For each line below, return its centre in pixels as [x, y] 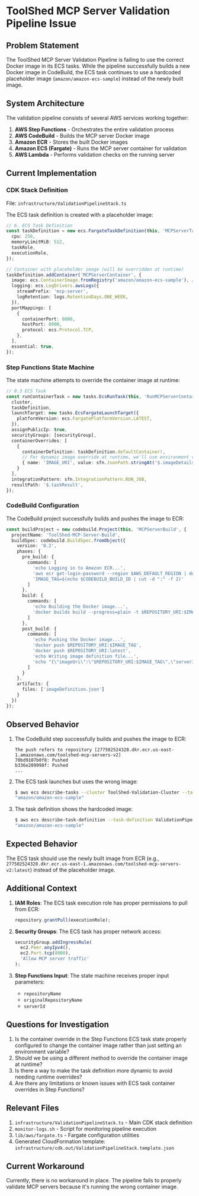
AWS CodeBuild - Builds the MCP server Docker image [82, 135]
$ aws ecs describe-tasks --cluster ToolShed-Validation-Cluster [97, 792]
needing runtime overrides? [48, 1077]
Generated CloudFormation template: [60, 1141]
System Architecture [45, 104]
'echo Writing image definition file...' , [86, 656]
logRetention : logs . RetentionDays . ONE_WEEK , [73, 297]
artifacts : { [33, 684]
